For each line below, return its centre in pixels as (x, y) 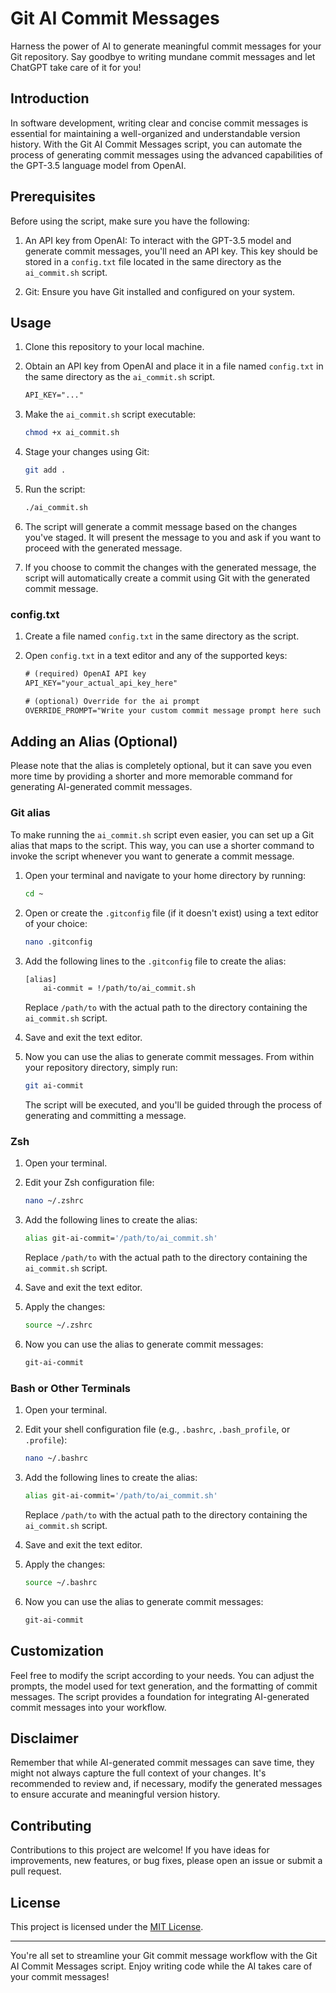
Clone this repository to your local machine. (114, 347)
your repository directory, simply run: (101, 1068)
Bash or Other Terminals (71, 1388)
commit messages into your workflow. (88, 1707)
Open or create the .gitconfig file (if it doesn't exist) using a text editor (171, 913)
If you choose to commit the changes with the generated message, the (170, 567)
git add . (45, 470)
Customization (57, 1651)
